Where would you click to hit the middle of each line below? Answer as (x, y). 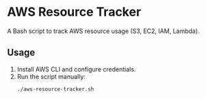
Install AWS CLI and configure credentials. (76, 69)
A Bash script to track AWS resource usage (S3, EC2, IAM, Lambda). (103, 31)
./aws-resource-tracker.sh (55, 89)
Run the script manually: (51, 76)
